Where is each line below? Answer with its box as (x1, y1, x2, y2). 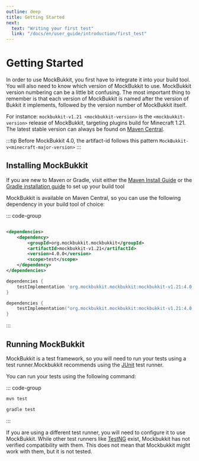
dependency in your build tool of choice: (6, 200, 105, 208)
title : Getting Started (6, 14, 65, 20)
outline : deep (6, 8, 41, 15)
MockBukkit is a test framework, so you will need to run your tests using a (6, 355, 187, 362)
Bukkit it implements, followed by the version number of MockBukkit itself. (6, 102, 187, 109)
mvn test (6, 396, 28, 402)
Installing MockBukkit (6, 161, 88, 171)
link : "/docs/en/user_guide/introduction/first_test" (11, 31, 147, 37)
